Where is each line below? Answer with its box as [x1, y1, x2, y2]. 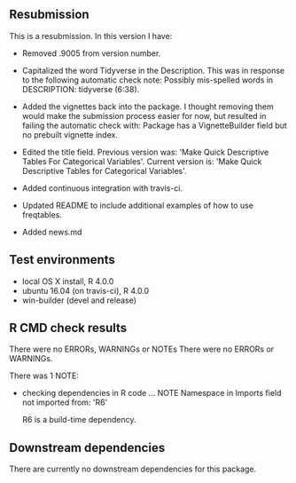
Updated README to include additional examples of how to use [21, 200, 254, 210]
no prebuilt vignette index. [21, 129, 118, 140]
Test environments [9, 252, 115, 267]
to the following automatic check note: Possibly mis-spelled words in [21, 75, 274, 85]
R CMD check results [9, 321, 128, 336]
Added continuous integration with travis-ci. [21, 182, 183, 194]
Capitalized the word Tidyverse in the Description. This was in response [21, 65, 285, 75]
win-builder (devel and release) [21, 295, 137, 305]
